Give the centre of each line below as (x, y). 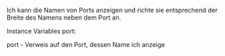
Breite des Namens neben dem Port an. (64, 17)
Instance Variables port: (41, 31)
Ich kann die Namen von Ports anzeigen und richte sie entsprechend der (112, 10)
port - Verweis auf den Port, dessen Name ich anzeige (86, 44)
